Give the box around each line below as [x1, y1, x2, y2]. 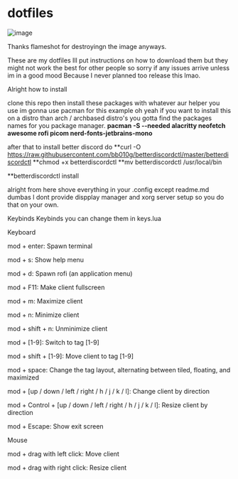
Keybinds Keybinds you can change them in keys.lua [7, 214, 162, 222]
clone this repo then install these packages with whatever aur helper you [7, 98, 220, 107]
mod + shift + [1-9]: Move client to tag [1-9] [7, 352, 134, 360]
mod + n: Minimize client [7, 311, 80, 319]
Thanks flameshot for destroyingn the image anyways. [7, 42, 167, 50]
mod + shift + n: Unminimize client [7, 324, 108, 333]
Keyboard [7, 227, 36, 236]
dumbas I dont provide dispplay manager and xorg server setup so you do [7, 193, 225, 201]
